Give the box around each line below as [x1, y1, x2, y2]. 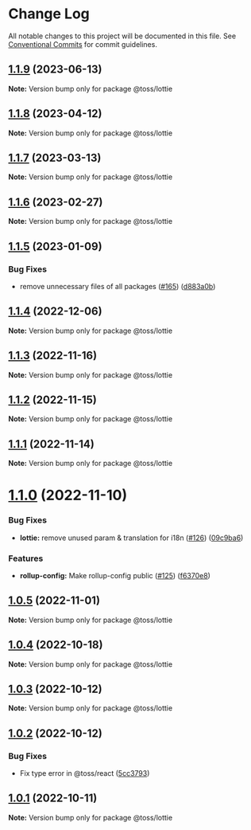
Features [8, 553, 44, 564]
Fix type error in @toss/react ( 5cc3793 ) [19, 769, 150, 778]
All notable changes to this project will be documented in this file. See [8, 31, 237, 41]
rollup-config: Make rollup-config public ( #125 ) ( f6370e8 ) [19, 570, 210, 580]
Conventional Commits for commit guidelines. [8, 39, 157, 49]
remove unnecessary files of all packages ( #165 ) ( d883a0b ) [19, 281, 216, 291]
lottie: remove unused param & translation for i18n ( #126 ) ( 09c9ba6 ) [19, 533, 244, 542]
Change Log [8, 5, 90, 23]
